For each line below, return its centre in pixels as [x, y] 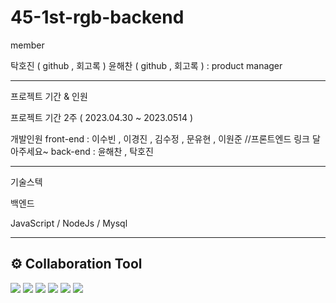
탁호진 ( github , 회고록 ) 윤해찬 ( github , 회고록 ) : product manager [146, 65]
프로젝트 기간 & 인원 [49, 96]
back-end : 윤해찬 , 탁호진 [102, 151]
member [27, 45]
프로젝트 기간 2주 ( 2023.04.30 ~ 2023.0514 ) [101, 117]
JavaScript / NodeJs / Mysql [69, 223]
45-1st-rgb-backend [97, 17]
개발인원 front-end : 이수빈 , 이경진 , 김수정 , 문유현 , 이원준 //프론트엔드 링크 [160, 138]
